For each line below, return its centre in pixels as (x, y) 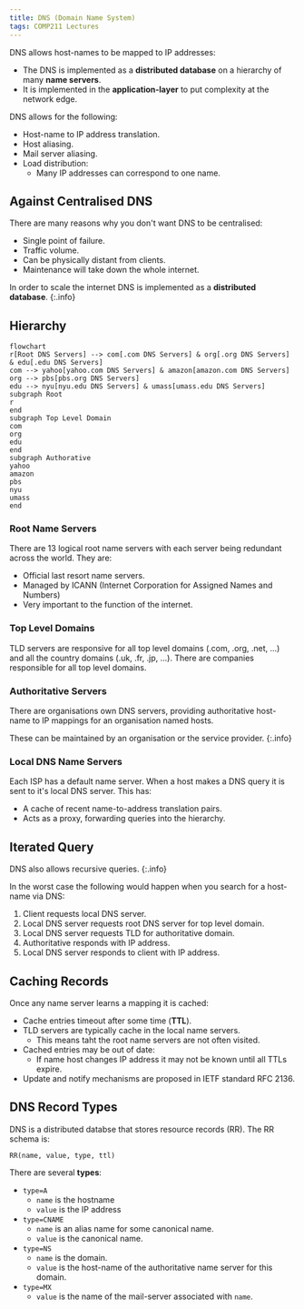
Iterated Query (52, 847)
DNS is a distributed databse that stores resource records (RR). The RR (142, 1129)
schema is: (29, 1139)
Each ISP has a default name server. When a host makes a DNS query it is (147, 781)
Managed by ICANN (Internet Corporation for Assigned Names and (147, 585)
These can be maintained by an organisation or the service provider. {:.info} (151, 739)
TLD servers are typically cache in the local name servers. (131, 1030)
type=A (35, 1191)
